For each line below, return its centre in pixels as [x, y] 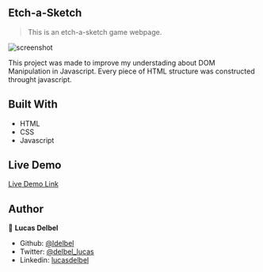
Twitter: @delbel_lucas [57, 251]
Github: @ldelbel [47, 244]
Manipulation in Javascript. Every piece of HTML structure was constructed [131, 71]
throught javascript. [40, 79]
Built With [33, 105]
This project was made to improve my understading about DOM [112, 62]
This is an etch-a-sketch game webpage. [95, 32]
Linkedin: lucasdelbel [54, 260]
